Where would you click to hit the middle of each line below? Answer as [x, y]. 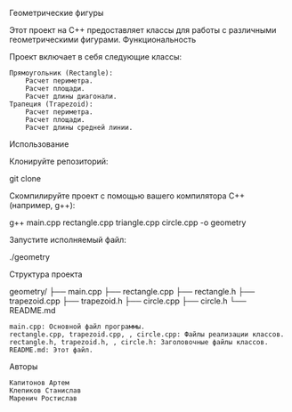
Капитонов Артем [39, 383]
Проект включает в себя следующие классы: [96, 57]
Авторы [24, 367]
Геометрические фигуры [57, 13]
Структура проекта [46, 274]
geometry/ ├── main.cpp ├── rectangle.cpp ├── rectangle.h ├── [132, 291]
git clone [25, 178]
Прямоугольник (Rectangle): [61, 73]
